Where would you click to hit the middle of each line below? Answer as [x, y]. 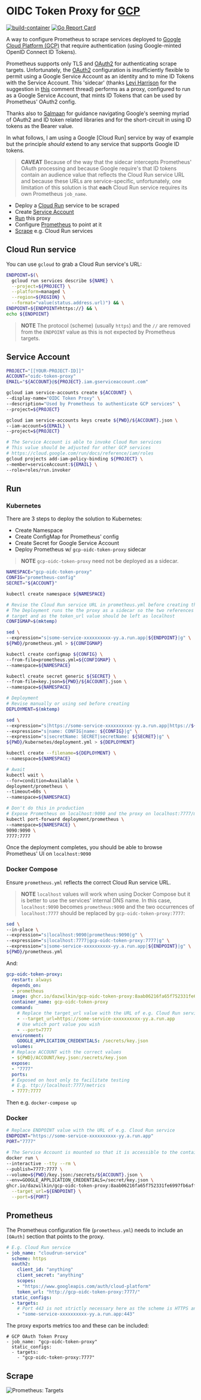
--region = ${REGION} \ [39, 298]
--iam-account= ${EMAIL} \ [38, 426]
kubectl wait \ [25, 775]
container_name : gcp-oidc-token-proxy [60, 1002]
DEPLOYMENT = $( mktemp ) [33, 709]
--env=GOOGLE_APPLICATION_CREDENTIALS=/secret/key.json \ [80, 1180]
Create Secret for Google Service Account [67, 543]
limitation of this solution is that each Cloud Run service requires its [104, 187]
